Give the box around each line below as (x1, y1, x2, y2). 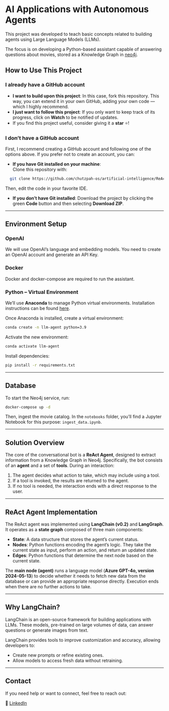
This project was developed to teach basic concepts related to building (5, 31, 152, 37)
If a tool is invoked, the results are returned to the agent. (12, 478, 129, 484)
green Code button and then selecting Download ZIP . (12, 200, 124, 207)
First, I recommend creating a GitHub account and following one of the (5, 145, 151, 152)
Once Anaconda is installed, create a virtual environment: (5, 315, 124, 321)
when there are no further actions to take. (5, 584, 92, 590)
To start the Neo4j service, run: (5, 395, 70, 401)
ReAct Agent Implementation (5, 507, 98, 516)
